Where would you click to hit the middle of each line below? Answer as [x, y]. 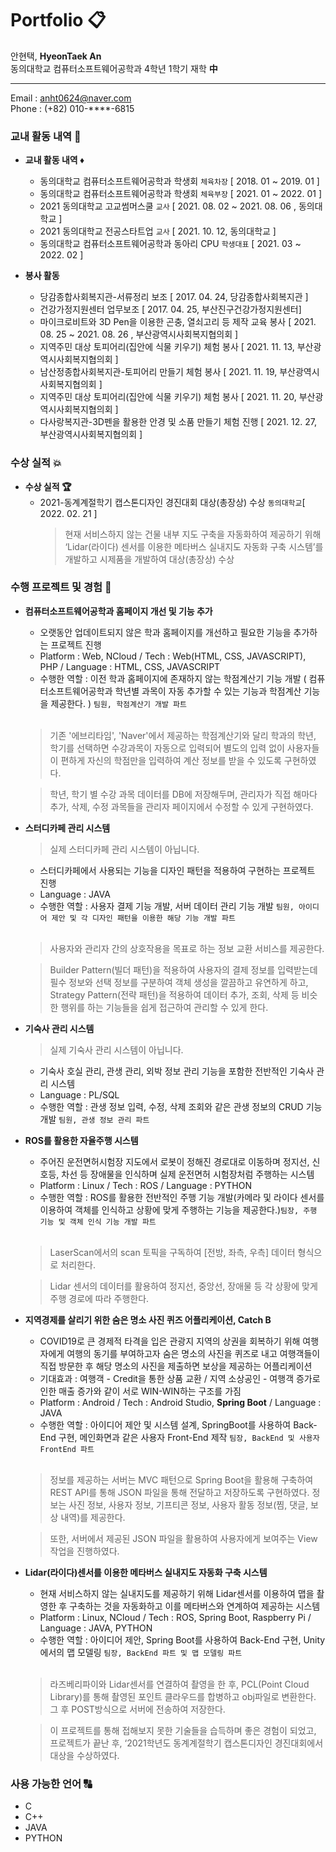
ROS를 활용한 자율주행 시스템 [81, 1140]
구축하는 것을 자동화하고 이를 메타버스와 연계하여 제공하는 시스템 [195, 1606]
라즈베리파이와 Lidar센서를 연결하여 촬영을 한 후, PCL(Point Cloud [179, 1684]
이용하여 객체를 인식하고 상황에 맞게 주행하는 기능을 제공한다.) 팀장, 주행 [178, 1209]
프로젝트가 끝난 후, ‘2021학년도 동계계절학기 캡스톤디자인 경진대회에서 [186, 1743]
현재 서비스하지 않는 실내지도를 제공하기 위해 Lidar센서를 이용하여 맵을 [177, 1593]
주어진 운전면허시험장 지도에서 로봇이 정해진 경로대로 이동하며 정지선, [174, 1161]
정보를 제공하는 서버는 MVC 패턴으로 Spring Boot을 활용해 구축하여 [181, 1479]
